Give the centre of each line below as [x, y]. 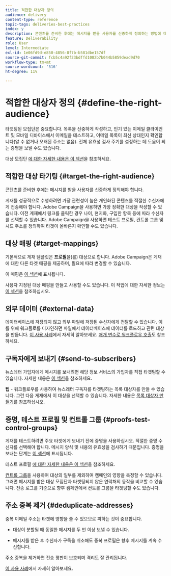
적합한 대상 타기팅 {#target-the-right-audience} [80, 176]
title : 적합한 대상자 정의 [30, 10]
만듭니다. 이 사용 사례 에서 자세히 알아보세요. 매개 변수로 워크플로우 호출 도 [83, 335]
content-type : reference [32, 19]
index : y [15, 29]
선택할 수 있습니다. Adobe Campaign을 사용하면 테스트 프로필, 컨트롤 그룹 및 [87, 219]
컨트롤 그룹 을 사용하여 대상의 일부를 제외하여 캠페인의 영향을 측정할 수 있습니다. [84, 475]
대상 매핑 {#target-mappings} [52, 243]
